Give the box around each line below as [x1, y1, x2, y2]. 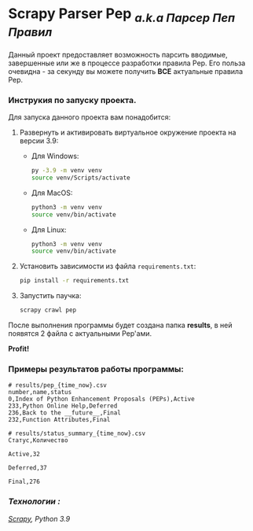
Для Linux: [31, 225, 67, 234]
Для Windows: [31, 151, 79, 160]
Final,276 [8, 478, 41, 486]
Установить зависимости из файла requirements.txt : [19, 261, 196, 271]
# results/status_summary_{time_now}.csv [8, 430, 146, 437]
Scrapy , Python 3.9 [8, 514, 71, 523]
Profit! [8, 344, 30, 353]
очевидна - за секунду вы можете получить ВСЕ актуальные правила [8, 66, 244, 76]
